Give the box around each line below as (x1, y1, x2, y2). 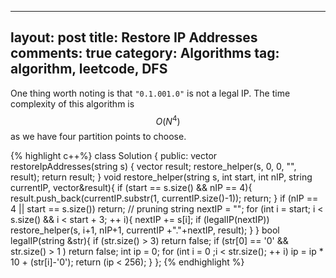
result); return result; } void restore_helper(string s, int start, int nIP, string (10, 171, 313, 183)
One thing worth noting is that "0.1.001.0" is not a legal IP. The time (10, 87, 291, 99)
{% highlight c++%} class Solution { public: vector (10, 150, 218, 162)
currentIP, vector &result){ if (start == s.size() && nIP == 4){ (10, 182, 253, 194)
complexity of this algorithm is (10, 97, 135, 110)
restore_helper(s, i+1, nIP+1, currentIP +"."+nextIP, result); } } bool (10, 224, 280, 236)
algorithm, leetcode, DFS (10, 61, 168, 78)
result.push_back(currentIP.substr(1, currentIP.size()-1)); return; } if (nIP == (10, 192, 319, 205)
